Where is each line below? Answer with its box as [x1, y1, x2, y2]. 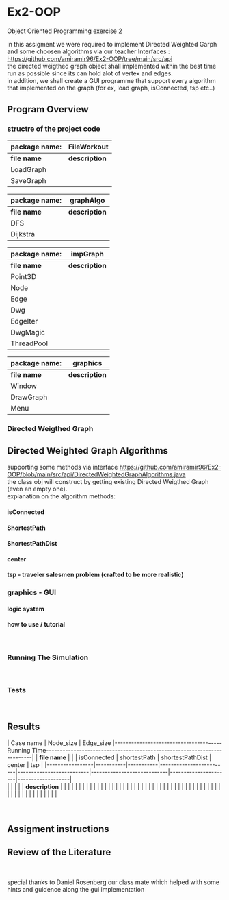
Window [10, 381, 38, 391]
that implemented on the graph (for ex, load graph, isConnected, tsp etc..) [7, 84, 215, 92]
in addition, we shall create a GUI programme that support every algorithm [7, 76, 217, 84]
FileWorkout [68, 142, 109, 151]
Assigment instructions [7, 823, 109, 835]
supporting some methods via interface [7, 463, 118, 472]
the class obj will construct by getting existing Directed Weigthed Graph [7, 478, 209, 486]
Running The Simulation [7, 653, 89, 662]
